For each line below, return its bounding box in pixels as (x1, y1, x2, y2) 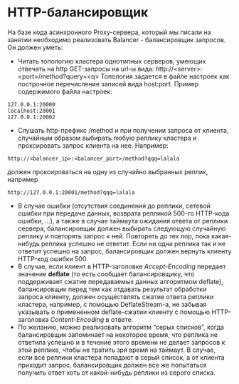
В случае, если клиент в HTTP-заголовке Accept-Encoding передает (17, 262, 226, 271)
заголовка (17, 315, 49, 323)
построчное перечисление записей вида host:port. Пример (17, 79, 199, 88)
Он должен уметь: (7, 43, 63, 51)
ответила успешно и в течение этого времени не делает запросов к (17, 338, 225, 346)
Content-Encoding (50, 315, 105, 323)
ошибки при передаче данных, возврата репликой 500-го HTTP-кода (17, 208, 230, 218)
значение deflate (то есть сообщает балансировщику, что (17, 269, 195, 278)
